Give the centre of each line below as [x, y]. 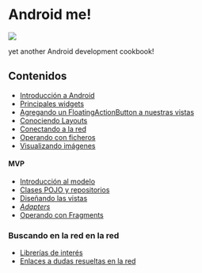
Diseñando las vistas [53, 198]
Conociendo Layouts [53, 120]
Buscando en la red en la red [64, 235]
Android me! [50, 15]
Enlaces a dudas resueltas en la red [78, 261]
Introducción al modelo [57, 181]
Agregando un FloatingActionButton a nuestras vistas [107, 112]
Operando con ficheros [57, 137]
